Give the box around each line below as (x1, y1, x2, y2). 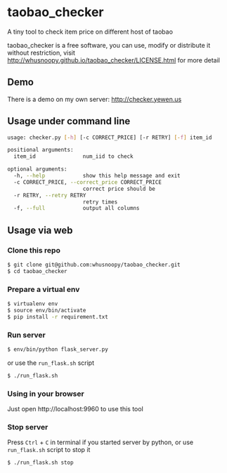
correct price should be (82, 185, 156, 192)
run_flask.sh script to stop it (7, 446, 91, 454)
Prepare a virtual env (7, 284, 80, 294)
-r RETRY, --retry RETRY (13, 192, 86, 199)
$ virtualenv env (7, 300, 58, 307)
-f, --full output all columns (13, 205, 140, 212)
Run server (7, 330, 46, 340)
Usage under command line (7, 115, 131, 127)
